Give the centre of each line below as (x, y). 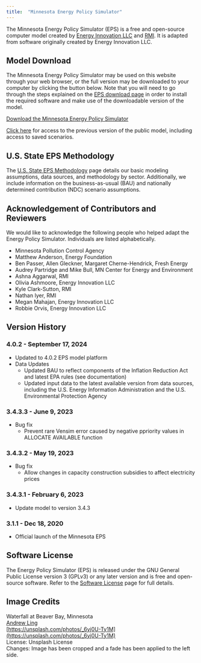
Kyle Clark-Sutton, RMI (43, 289)
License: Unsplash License (40, 642)
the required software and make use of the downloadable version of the (95, 101)
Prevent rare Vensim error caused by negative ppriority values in (104, 431)
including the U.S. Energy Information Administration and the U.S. (105, 389)
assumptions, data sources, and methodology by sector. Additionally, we (96, 177)
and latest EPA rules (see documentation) (75, 377)
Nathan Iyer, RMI (36, 295)
